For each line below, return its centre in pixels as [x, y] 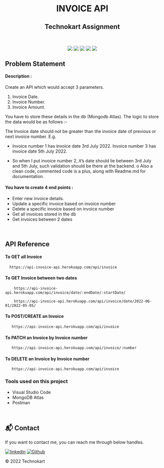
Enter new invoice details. [38, 198]
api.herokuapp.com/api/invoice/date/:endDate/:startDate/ [65, 292]
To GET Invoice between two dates [41, 278]
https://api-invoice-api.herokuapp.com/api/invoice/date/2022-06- [83, 301]
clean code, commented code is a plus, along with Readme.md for [79, 171]
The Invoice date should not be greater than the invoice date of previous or [81, 131]
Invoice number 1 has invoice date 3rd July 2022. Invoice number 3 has [84, 146]
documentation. [28, 176]
